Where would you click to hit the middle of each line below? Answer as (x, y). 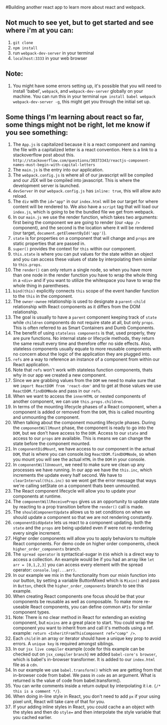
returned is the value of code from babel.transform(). (67, 680)
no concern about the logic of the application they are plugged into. (82, 354)
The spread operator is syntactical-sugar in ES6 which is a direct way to (86, 554)
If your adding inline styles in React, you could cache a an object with (84, 707)
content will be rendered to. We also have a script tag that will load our (86, 207)
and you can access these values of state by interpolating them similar (85, 259)
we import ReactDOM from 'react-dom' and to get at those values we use (87, 386)
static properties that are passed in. (49, 244)
